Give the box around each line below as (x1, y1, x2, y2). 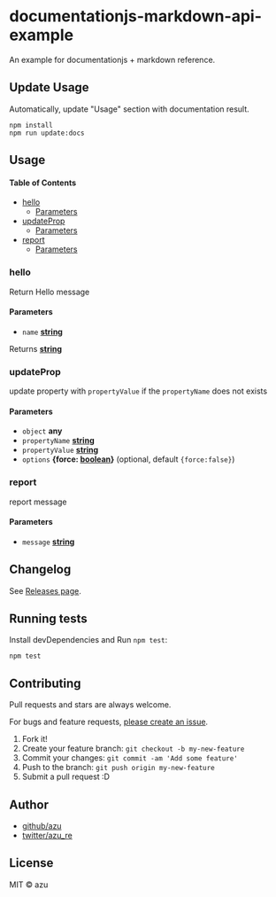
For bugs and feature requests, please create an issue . (9, 716, 209, 728)
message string (21, 536, 75, 547)
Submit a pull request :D (21, 771, 111, 782)
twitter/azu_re (21, 831, 73, 841)
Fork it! (21, 734, 49, 745)
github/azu (21, 821, 62, 831)
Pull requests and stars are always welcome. (9, 699, 172, 710)
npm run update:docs (9, 129, 86, 137)
